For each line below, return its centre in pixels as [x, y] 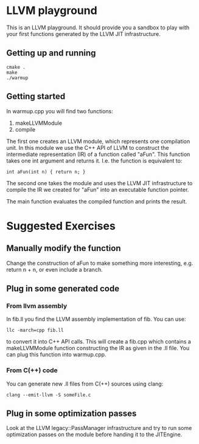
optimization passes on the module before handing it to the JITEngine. [94, 435]
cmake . [16, 67]
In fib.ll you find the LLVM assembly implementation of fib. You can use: [96, 319]
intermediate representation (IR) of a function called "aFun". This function [98, 154]
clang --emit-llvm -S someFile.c [49, 395]
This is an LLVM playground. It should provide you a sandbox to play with [98, 27]
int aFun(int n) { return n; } [46, 172]
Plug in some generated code [63, 288]
